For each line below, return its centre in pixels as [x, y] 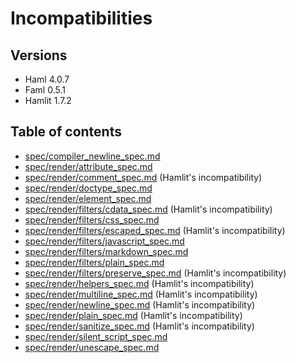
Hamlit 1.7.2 [48, 100]
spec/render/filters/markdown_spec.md [106, 251]
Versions [39, 55]
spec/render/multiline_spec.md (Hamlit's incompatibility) [141, 294]
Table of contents [66, 132]
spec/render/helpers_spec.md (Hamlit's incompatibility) [139, 283]
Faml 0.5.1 [45, 90]
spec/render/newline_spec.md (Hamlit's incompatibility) [140, 304]
